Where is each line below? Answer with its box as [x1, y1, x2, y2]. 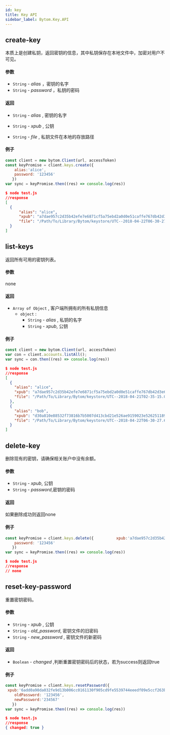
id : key [5, 7, 22, 13]
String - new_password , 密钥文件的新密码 [12, 634, 102, 640]
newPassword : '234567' [14, 697, 60, 702]
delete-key [5, 441, 40, 450]
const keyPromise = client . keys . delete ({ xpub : [5, 536, 128, 541]
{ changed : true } [5, 725, 44, 730]
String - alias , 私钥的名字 [27, 317, 82, 323]
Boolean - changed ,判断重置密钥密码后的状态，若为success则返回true [12, 658, 160, 665]
